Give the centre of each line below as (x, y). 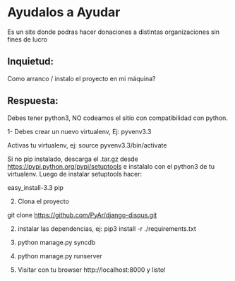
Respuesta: (33, 101)
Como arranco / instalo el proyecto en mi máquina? (82, 78)
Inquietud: (31, 62)
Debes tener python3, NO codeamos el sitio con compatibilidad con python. (117, 118)
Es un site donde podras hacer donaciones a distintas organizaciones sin (114, 32)
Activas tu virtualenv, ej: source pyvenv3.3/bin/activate (87, 145)
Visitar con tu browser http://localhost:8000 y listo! (91, 270)
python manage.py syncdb (56, 242)
